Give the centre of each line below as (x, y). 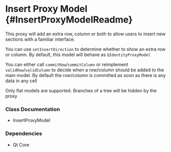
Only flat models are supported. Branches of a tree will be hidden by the (81, 90)
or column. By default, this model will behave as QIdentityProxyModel (78, 55)
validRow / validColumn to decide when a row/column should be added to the (85, 70)
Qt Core (21, 145)
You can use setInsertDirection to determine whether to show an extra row (86, 49)
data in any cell (21, 81)
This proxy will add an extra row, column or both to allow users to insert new (86, 34)
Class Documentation (33, 109)
